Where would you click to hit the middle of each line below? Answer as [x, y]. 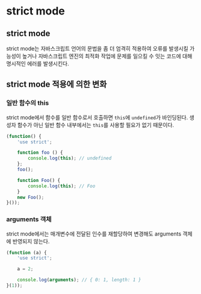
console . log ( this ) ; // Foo [62, 186]
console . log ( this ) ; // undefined [70, 158]
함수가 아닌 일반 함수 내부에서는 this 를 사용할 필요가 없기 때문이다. [96, 125]
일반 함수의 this [28, 103]
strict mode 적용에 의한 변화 [57, 85]
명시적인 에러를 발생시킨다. [38, 64]
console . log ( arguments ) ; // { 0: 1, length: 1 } [79, 280]
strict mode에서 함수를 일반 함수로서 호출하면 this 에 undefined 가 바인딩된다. [97, 117]
